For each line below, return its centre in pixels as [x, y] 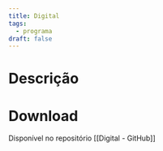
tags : [17, 24]
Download [43, 116]
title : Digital [34, 16]
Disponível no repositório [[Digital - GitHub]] [82, 138]
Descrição [44, 79]
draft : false [30, 39]
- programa [34, 31]
